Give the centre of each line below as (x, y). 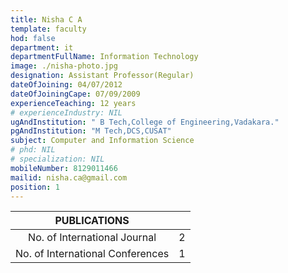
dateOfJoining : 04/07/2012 (66, 85)
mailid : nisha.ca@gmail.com (69, 177)
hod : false (33, 38)
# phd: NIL (33, 150)
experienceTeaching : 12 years (73, 103)
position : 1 (35, 187)
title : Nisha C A (46, 19)
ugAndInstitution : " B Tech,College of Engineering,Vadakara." (145, 122)
